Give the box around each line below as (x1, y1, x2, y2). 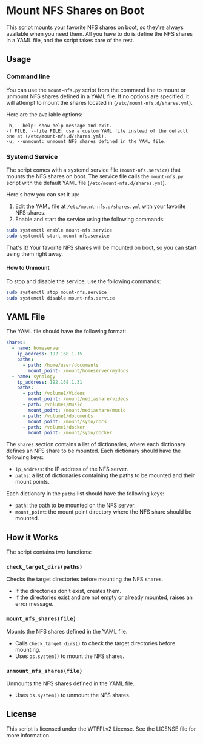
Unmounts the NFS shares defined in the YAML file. (6, 680, 135, 687)
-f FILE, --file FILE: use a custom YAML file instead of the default (6, 128, 188, 134)
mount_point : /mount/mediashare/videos (28, 396, 129, 402)
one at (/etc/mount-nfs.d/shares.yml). (6, 133, 107, 139)
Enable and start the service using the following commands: (15, 215, 165, 223)
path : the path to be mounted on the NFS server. (15, 501, 136, 509)
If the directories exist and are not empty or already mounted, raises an (15, 594, 193, 601)
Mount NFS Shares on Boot (6, 4, 144, 18)
